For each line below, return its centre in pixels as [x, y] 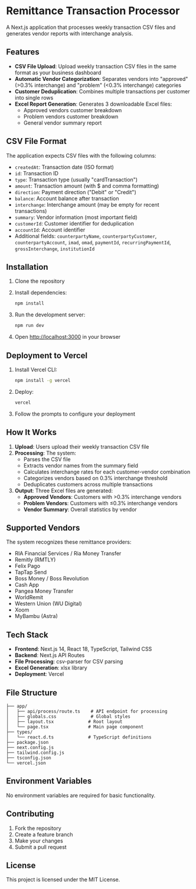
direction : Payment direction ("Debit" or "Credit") [76, 192]
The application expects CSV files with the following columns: [81, 155]
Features [23, 52]
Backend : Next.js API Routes [50, 655]
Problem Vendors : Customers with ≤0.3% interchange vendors [101, 503]
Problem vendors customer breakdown [71, 116]
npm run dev [29, 326]
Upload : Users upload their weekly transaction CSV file [82, 446]
